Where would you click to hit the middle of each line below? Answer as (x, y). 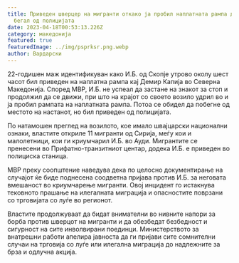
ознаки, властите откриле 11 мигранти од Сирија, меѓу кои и (100, 133)
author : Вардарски (34, 54)
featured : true (30, 41)
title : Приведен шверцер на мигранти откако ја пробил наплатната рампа (117, 14)
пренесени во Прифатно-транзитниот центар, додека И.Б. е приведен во (118, 148)
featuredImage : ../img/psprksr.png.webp (68, 47)
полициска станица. (38, 156)
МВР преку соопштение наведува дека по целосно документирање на (115, 170)
